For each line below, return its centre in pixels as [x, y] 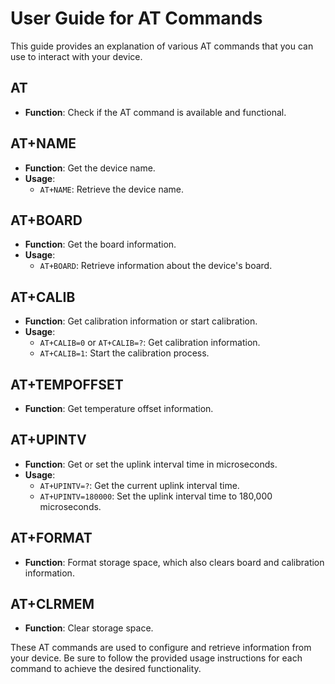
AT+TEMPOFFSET [67, 384]
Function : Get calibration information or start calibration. [141, 321]
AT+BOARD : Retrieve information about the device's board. [156, 266]
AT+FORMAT [51, 538]
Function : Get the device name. [90, 168]
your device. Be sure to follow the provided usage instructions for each [156, 658]
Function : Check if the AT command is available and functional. [155, 112]
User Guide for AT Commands [136, 18]
